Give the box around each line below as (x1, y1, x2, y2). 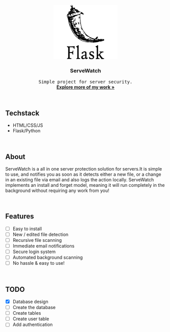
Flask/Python (12, 128, 41, 134)
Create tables (12, 310, 41, 316)
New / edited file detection (12, 231, 69, 237)
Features (5, 212, 34, 221)
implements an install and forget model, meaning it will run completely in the (5, 182, 165, 188)
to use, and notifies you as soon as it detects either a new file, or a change (5, 171, 161, 177)
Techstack (5, 108, 40, 117)
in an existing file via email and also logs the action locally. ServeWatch (5, 176, 154, 183)
